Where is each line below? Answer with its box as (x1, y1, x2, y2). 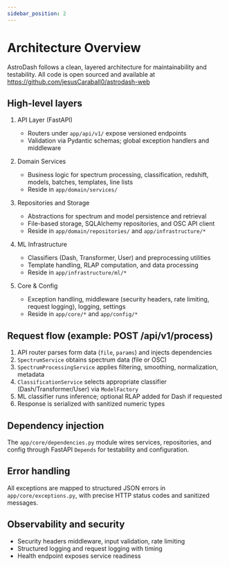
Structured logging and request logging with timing (17, 544, 163, 552)
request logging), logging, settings (27, 302, 126, 311)
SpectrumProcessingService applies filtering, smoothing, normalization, (17, 363, 219, 371)
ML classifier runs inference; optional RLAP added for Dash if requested (17, 392, 223, 401)
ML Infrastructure (17, 240, 68, 249)
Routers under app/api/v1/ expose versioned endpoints (27, 129, 187, 138)
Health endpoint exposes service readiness (17, 551, 142, 560)
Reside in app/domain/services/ (27, 185, 118, 194)
